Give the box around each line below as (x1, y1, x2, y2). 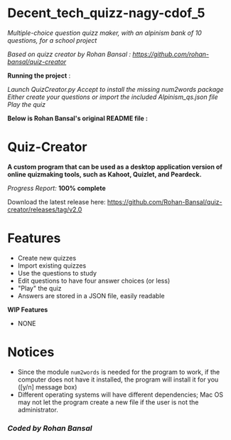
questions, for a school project (7, 36, 97, 44)
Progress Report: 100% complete (7, 184, 107, 192)
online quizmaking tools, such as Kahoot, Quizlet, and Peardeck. (7, 169, 202, 179)
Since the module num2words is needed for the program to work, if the (17, 367, 220, 376)
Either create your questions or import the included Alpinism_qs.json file (7, 93, 218, 101)
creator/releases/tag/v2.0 (7, 205, 82, 214)
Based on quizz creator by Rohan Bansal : (7, 50, 131, 58)
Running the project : (7, 71, 71, 80)
